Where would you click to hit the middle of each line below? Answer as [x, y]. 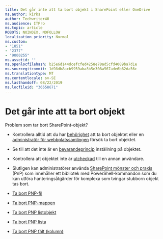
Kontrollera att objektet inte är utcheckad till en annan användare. [78, 159]
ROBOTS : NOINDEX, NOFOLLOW [33, 32]
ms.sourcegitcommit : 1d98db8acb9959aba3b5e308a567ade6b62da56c [71, 69]
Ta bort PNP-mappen [34, 203]
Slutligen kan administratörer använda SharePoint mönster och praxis [82, 168]
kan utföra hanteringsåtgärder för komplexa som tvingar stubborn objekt [85, 179]
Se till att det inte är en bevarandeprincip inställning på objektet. [77, 149]
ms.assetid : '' [21, 60]
